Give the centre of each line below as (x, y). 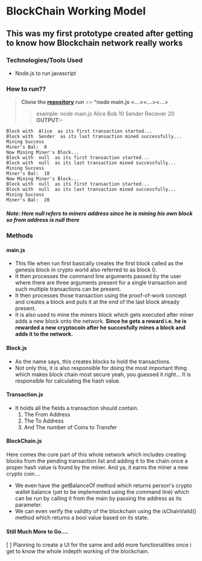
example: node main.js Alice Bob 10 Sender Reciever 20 (105, 114)
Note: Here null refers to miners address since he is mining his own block (99, 213)
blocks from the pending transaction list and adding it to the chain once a (97, 461)
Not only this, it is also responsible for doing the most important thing (101, 368)
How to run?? (26, 89)
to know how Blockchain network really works (94, 43)
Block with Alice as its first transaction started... (79, 131)
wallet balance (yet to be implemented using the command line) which (102, 491)
